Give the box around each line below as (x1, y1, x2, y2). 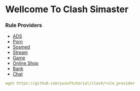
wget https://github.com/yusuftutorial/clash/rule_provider (5, 81, 135, 86)
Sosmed (12, 44, 30, 50)
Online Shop (12, 60, 39, 67)
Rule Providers (5, 22, 42, 29)
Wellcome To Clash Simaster (5, 4, 129, 15)
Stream (12, 49, 28, 55)
